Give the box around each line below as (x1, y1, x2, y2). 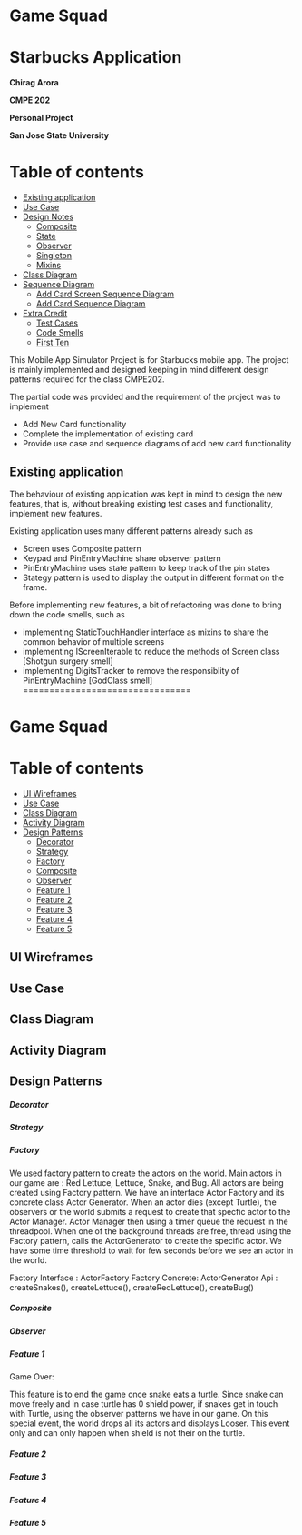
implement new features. (9, 507, 102, 518)
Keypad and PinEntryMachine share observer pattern (22, 552, 222, 564)
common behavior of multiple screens (22, 636, 165, 647)
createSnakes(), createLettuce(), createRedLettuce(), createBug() (9, 1281, 254, 1292)
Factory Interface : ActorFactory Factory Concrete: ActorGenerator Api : (9, 1272, 278, 1283)
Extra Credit (22, 308, 68, 319)
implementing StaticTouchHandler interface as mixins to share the (22, 627, 269, 637)
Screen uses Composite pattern (22, 543, 142, 554)
